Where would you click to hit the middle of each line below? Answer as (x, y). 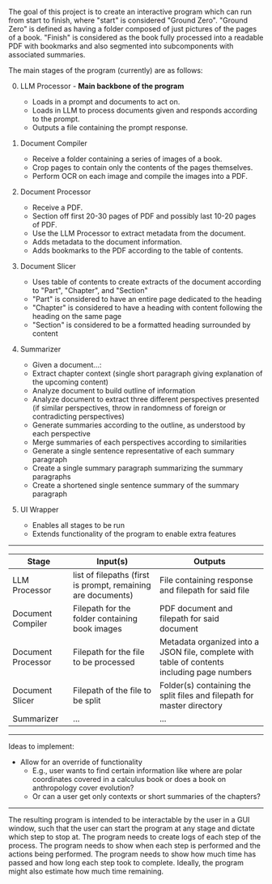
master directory (191, 705)
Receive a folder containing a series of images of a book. (127, 159)
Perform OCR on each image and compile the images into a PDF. (140, 176)
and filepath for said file (204, 590)
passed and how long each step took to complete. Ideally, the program (126, 863)
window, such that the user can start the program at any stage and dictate (132, 828)
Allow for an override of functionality (81, 762)
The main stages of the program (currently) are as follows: (106, 70)
